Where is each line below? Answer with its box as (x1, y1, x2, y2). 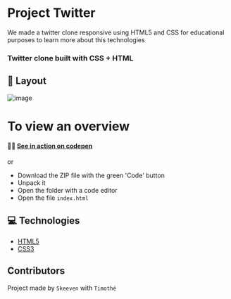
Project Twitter (7, 5, 96, 21)
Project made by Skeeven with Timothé (7, 284, 117, 292)
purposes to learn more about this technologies (7, 35, 146, 44)
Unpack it (17, 179, 46, 187)
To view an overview (7, 118, 130, 134)
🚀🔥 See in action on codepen (7, 142, 93, 151)
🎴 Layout (7, 75, 47, 87)
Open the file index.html (17, 193, 89, 202)
